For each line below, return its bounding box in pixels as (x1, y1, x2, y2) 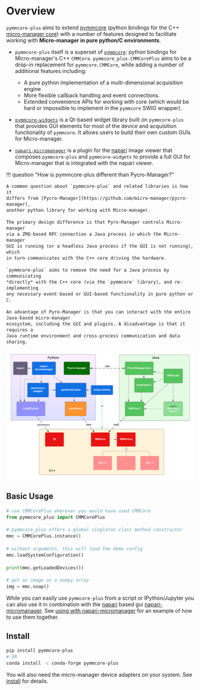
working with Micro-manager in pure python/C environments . (6, 37, 161, 44)
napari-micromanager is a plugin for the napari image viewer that (14, 147, 173, 154)
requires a (6, 327, 33, 333)
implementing (6, 285, 39, 291)
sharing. (6, 339, 28, 345)
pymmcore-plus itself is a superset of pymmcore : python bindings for (14, 48, 177, 55)
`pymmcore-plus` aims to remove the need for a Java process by (6, 267, 170, 273)
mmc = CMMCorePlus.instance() (6, 533, 82, 539)
